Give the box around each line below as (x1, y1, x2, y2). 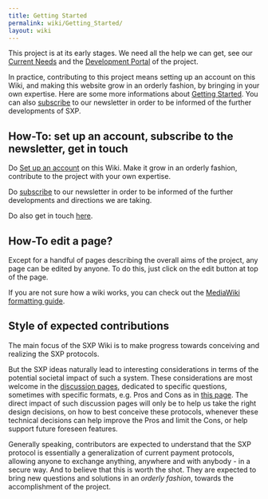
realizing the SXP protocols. (8, 349, 100, 358)
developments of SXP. (8, 106, 81, 116)
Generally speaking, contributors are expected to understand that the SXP (8, 439, 252, 449)
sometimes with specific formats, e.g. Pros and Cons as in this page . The (8, 390, 249, 399)
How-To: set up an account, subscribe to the (8, 129, 234, 143)
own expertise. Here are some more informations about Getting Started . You (8, 89, 258, 99)
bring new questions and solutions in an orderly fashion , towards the (8, 473, 234, 483)
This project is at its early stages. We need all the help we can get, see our (8, 49, 253, 58)
